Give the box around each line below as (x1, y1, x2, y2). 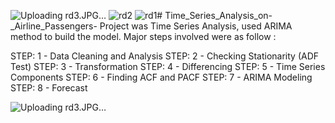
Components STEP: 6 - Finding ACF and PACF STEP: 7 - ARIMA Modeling (10, 71, 313, 83)
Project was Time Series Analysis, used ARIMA (99, 20, 293, 32)
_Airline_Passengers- (10, 20, 98, 32)
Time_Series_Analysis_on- (164, 10, 273, 21)
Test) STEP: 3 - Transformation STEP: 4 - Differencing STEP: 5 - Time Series (10, 61, 326, 72)
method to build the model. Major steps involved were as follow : (10, 31, 277, 42)
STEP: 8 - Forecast (10, 82, 88, 94)
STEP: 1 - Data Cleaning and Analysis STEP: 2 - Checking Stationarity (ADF (10, 50, 320, 62)
